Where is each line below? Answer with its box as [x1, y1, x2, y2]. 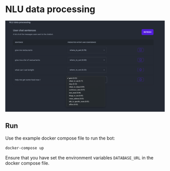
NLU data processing [5, 4, 96, 15]
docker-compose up [5, 145, 44, 150]
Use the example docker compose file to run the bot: [5, 135, 115, 141]
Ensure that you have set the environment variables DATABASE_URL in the [5, 154, 154, 160]
